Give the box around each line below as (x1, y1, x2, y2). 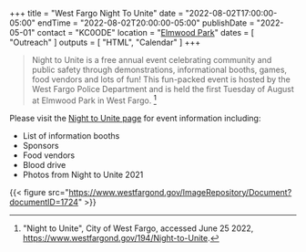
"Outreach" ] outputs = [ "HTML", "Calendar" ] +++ (9, 37, 201, 47)
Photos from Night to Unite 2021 (22, 169, 144, 180)
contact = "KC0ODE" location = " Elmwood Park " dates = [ (36, 27, 255, 37)
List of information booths (22, 130, 120, 141)
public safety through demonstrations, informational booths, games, (31, 64, 288, 75)
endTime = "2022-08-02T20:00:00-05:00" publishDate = (37, 17, 255, 28)
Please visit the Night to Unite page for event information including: (9, 112, 261, 123)
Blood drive (22, 159, 66, 170)
